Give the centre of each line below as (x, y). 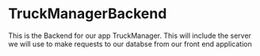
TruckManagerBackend (88, 14)
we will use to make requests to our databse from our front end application (130, 43)
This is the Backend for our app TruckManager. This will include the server (130, 35)
